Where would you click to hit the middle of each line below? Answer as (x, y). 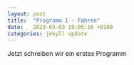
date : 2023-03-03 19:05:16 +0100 (60, 27)
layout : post (27, 14)
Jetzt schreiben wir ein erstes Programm (67, 54)
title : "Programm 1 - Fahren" (54, 20)
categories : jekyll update (47, 34)
